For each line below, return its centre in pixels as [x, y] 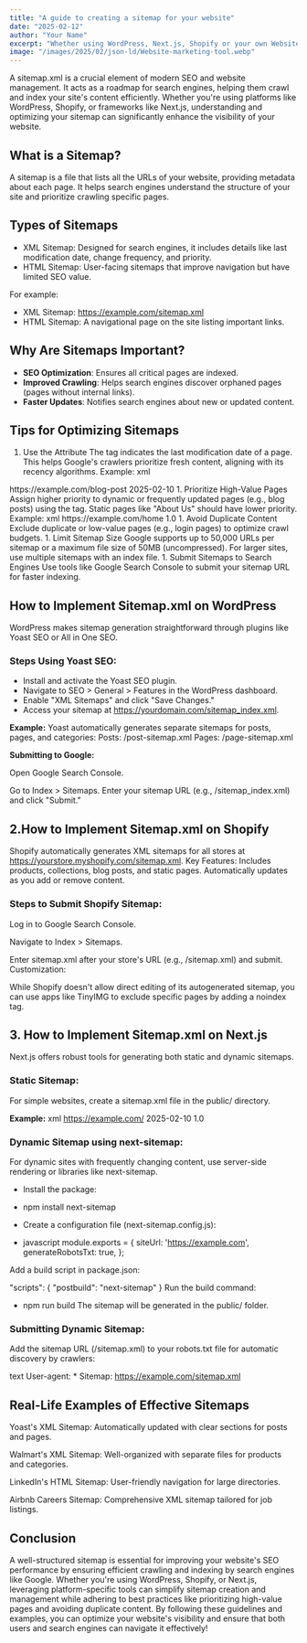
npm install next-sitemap [69, 1207]
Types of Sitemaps [64, 225]
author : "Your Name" [49, 35]
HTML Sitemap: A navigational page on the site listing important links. [153, 322]
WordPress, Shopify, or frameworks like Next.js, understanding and [136, 107]
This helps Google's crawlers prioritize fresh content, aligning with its [153, 462]
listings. [24, 1510]
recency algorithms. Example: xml [86, 472]
